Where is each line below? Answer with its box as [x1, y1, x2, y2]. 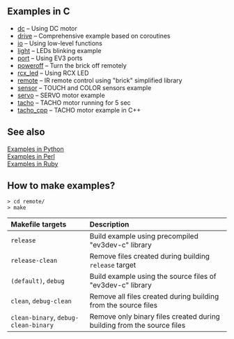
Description [89, 219, 130, 229]
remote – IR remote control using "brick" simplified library [17, 76, 182, 85]
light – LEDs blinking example [17, 46, 102, 55]
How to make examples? [7, 180, 116, 192]
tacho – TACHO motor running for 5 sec [17, 98, 131, 107]
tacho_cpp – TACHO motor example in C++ [17, 106, 141, 114]
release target [89, 260, 136, 270]
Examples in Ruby [7, 159, 58, 168]
